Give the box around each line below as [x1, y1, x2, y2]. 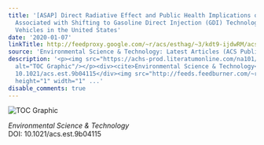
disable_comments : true [8, 84, 86, 92]
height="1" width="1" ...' [15, 77, 104, 85]
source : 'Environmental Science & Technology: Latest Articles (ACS [8, 48, 237, 56]
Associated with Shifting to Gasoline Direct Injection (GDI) [15, 19, 223, 27]
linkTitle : [8, 41, 44, 49]
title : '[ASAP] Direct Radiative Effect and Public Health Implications [8, 11, 251, 20]
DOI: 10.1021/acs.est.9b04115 [8, 129, 102, 139]
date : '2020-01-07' [8, 33, 72, 42]
